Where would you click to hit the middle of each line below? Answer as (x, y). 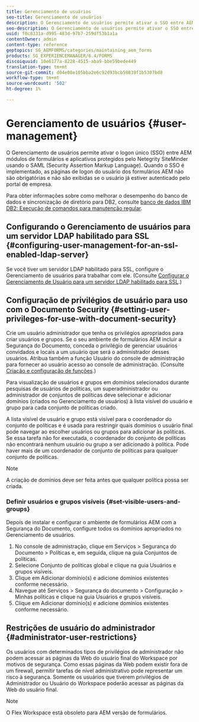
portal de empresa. (29, 184)
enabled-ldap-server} (47, 255)
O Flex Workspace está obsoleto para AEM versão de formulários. (87, 712)
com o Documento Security (58, 310)
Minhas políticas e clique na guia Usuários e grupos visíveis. (88, 597)
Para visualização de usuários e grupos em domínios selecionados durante (98, 382)
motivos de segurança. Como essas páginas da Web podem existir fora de (97, 664)
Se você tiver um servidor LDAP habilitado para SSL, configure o (85, 269)
